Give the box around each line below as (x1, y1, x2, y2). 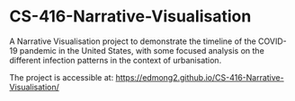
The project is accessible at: (9, 72, 114, 82)
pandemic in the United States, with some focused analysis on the (19, 45, 265, 55)
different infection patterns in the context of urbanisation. (9, 55, 222, 65)
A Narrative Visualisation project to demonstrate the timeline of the (9, 36, 256, 46)
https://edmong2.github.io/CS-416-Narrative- (115, 72, 285, 82)
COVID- (257, 36, 288, 46)
